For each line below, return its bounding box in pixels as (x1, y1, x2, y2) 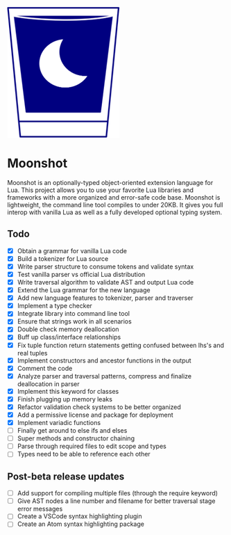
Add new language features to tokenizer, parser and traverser (17, 294, 194, 302)
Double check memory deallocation (17, 325, 119, 333)
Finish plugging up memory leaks (17, 394, 113, 403)
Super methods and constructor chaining (17, 434, 135, 442)
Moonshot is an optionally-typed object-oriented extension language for (7, 178, 214, 186)
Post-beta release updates (7, 470, 125, 482)
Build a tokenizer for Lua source (17, 254, 109, 263)
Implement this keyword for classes (17, 387, 119, 395)
